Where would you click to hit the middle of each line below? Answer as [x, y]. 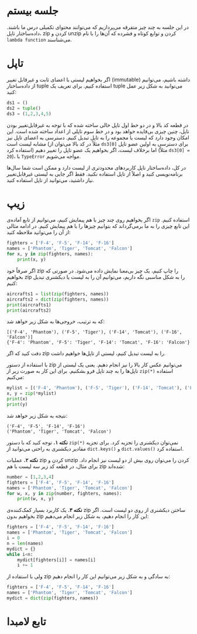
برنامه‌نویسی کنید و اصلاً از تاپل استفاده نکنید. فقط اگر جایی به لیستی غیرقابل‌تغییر [95, 174]
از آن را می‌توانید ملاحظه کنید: [39, 232]
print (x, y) [32, 259]
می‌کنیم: [15, 377]
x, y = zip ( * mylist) [32, 394]
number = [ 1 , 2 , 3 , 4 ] [30, 477]
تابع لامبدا [26, 622]
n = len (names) [25, 543]
